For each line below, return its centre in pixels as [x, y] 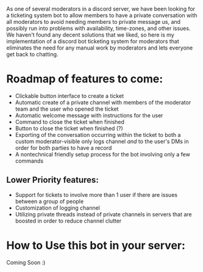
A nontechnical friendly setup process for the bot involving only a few [102, 154]
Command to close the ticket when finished [70, 122]
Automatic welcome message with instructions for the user [89, 115]
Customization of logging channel [58, 208]
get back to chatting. [32, 54]
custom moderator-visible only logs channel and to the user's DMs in [102, 141]
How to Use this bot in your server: [96, 245]
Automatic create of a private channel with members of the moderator [103, 102]
